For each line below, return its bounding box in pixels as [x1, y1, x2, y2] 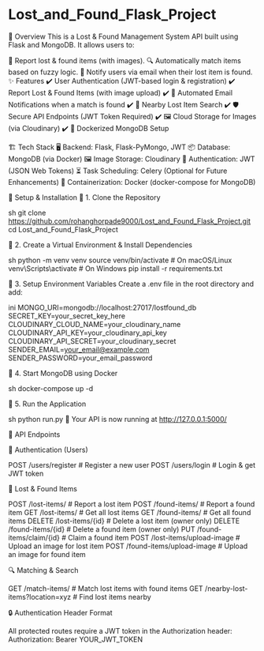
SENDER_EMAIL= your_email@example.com [8, 344, 150, 354]
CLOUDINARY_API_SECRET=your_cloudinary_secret [8, 336, 177, 345]
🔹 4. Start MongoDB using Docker [8, 368, 118, 378]
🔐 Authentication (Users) [8, 445, 88, 454]
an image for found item [8, 549, 87, 559]
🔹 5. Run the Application [8, 399, 87, 408]
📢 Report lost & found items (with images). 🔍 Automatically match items [8, 55, 242, 65]
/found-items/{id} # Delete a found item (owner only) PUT [8, 524, 195, 534]
